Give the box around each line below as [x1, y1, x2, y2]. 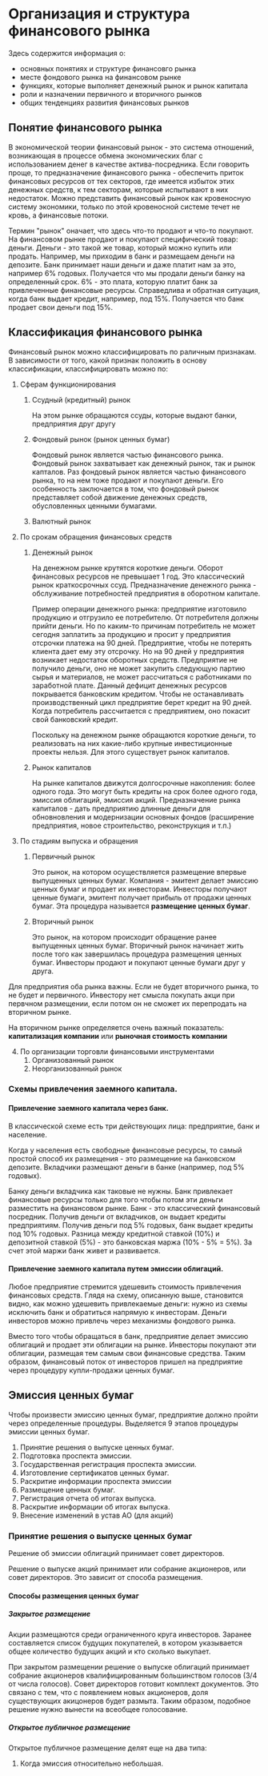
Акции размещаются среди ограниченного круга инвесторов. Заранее [8, 1630, 252, 1639]
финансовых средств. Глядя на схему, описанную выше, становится [8, 1290, 244, 1300]
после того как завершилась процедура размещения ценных [31, 949, 242, 959]
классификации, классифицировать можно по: [8, 363, 168, 373]
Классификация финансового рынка [8, 326, 202, 339]
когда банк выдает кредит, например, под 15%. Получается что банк [8, 294, 244, 303]
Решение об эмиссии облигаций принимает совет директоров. [8, 1549, 225, 1558]
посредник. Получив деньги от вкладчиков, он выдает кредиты [8, 1212, 226, 1221]
